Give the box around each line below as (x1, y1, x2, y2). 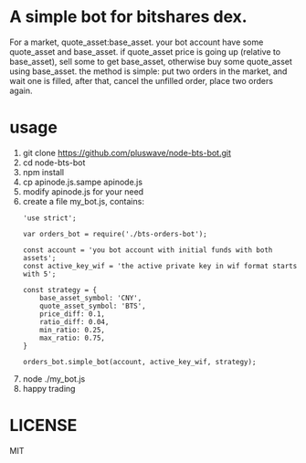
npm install (22, 166, 65, 177)
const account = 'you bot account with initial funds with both (22, 245, 273, 255)
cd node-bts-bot (22, 157, 86, 168)
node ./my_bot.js (22, 373, 86, 384)
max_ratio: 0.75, (39, 333, 105, 342)
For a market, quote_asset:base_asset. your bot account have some (9, 37, 264, 47)
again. (9, 85, 34, 96)
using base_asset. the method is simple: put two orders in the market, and (9, 66, 288, 77)
